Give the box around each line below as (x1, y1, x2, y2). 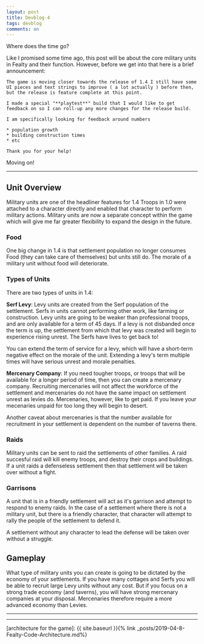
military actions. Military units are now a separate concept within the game (6, 211, 192, 219)
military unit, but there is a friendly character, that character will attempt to (6, 511, 192, 518)
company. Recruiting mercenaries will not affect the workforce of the (6, 382, 178, 390)
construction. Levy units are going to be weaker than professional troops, (6, 313, 189, 321)
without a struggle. (6, 535, 53, 542)
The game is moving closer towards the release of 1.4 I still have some (6, 79, 197, 85)
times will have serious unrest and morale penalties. (6, 357, 136, 365)
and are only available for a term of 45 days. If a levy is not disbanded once (6, 320, 195, 327)
